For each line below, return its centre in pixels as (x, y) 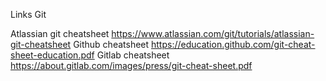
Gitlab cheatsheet (133, 55)
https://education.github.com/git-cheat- (233, 44)
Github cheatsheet (111, 44)
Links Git (28, 14)
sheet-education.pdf (52, 55)
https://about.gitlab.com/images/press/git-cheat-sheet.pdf (131, 65)
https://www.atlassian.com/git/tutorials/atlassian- (213, 33)
